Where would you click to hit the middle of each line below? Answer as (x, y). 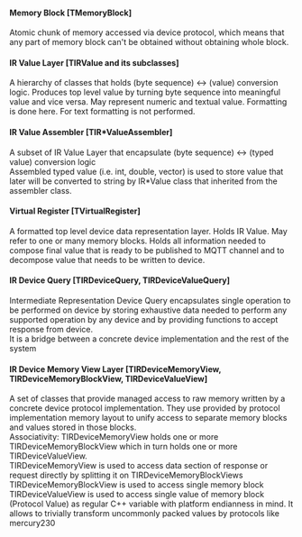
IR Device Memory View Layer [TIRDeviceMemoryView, (115, 369)
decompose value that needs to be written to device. (107, 259)
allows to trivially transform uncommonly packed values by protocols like (144, 514)
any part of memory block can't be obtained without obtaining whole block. (149, 42)
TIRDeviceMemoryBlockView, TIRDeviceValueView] (109, 378)
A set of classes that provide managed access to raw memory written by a (147, 399)
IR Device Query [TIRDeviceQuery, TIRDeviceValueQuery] (120, 280)
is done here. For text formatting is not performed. (102, 112)
